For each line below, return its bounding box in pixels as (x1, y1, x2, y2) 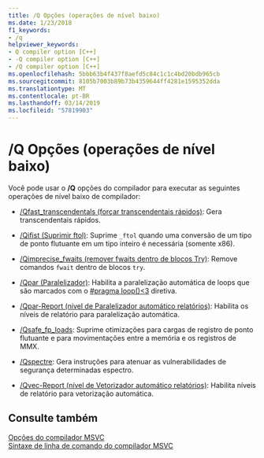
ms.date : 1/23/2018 (8, 19, 73, 27)
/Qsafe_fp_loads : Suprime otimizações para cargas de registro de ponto (19, 324, 254, 334)
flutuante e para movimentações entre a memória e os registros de (19, 333, 236, 342)
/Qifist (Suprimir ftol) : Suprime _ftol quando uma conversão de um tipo (19, 230, 252, 240)
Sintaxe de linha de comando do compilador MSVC (8, 441, 173, 450)
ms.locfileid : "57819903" (8, 107, 93, 115)
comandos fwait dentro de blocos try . (19, 262, 146, 271)
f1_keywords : (8, 26, 51, 34)
